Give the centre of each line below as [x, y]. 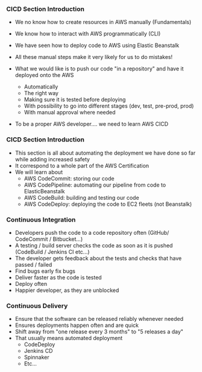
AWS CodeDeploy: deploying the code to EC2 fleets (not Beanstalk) [108, 204]
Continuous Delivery [37, 306]
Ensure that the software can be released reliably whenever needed [99, 319]
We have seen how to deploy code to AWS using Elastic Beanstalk [97, 45]
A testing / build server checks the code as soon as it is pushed [94, 245]
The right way [41, 93]
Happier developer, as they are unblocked [67, 290]
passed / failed [33, 264]
